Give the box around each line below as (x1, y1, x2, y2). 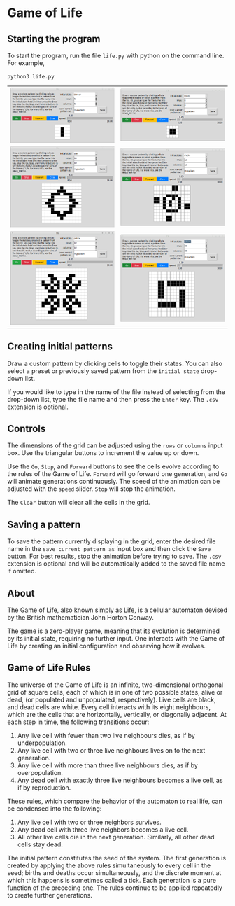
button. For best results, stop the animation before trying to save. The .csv (7, 552, 222, 561)
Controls (7, 423, 46, 435)
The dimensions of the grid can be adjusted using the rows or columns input (7, 441, 223, 449)
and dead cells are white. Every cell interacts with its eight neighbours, (7, 702, 211, 711)
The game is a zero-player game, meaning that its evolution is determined (7, 627, 220, 635)
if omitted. (7, 567, 37, 576)
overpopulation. (17, 768, 63, 776)
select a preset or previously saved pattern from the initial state (7, 366, 199, 375)
